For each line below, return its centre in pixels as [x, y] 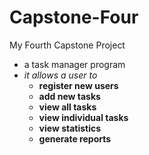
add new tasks [69, 96]
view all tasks [67, 107]
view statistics [70, 128]
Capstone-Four [74, 17]
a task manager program [74, 64]
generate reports [75, 138]
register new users [78, 85]
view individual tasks [83, 117]
